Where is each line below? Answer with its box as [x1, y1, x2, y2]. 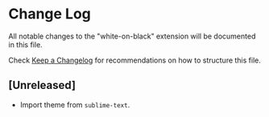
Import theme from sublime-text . [19, 99, 130, 109]
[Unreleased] [8, 79, 77, 92]
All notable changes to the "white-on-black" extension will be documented [8, 31, 256, 41]
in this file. [8, 39, 43, 49]
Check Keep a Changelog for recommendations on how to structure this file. [8, 55, 262, 65]
